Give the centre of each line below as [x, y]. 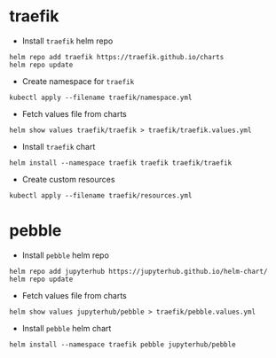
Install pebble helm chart [67, 328]
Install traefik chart [59, 146]
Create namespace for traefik [78, 81]
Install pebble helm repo [65, 255]
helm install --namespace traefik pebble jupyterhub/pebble [123, 344]
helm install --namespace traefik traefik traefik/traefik [121, 163]
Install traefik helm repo [67, 41]
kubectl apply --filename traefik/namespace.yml [101, 97]
